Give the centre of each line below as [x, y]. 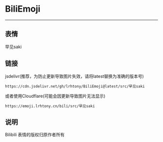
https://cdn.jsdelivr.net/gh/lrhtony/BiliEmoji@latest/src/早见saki [75, 86]
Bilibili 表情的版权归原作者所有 [35, 135]
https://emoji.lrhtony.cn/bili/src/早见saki [50, 106]
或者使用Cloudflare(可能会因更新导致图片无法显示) [55, 96]
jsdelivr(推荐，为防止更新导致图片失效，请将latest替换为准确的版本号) [74, 76]
